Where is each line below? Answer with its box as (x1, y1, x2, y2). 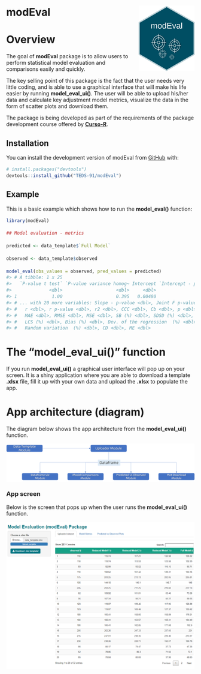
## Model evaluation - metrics (6, 230, 84, 236)
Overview (6, 33, 56, 47)
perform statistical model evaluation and (6, 59, 106, 67)
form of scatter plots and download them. (6, 103, 109, 110)
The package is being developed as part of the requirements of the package (6, 114, 194, 122)
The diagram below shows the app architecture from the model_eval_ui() (6, 426, 187, 433)
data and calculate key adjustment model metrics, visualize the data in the (6, 96, 188, 104)
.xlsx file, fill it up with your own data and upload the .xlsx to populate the (6, 378, 188, 385)
